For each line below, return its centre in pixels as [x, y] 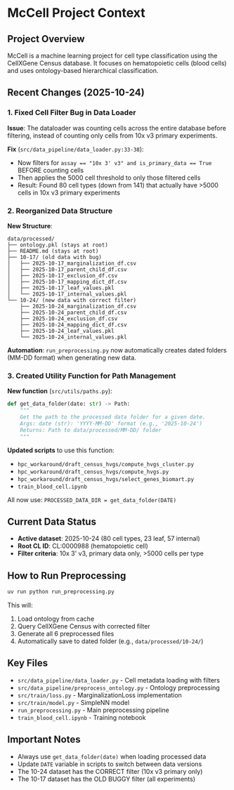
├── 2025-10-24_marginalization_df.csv [78, 306]
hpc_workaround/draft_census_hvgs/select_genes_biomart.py [106, 479]
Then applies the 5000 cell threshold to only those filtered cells [109, 178]
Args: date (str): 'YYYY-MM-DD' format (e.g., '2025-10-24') [111, 423]
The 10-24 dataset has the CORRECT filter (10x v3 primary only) [110, 771]
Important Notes [44, 740]
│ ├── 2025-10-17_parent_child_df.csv [67, 269]
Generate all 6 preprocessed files [66, 634]
